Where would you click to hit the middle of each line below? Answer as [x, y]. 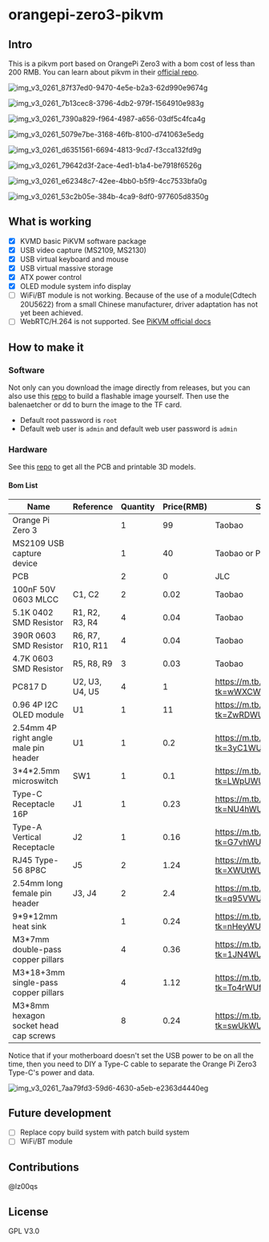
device [25, 563]
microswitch [35, 781]
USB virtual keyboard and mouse [74, 259]
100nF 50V [34, 589]
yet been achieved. [51, 313]
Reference [93, 506]
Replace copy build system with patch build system [104, 1132]
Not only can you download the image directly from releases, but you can [129, 388]
